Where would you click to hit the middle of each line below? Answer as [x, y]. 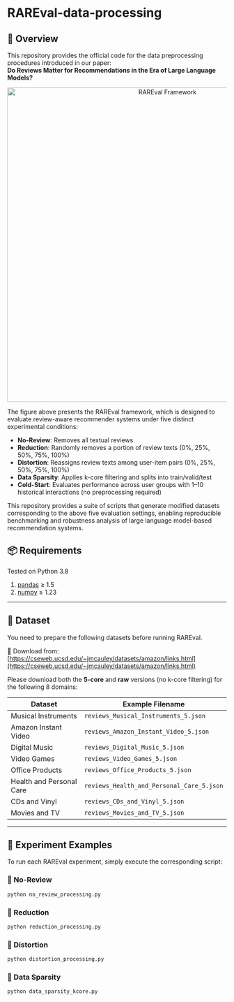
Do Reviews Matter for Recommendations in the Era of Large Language [111, 70]
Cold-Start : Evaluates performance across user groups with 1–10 [110, 485]
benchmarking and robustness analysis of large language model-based [110, 521]
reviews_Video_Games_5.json [131, 758]
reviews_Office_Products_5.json [138, 770]
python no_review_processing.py [54, 894]
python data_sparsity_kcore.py [53, 992]
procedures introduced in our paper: [59, 63]
